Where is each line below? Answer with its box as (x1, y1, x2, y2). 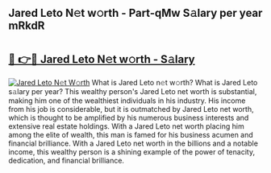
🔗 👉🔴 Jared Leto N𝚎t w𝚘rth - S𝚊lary (8, 52, 195, 66)
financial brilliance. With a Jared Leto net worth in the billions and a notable (8, 138, 258, 148)
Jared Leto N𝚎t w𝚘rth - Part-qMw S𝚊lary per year (8, 6, 263, 20)
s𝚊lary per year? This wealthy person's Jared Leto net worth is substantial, (8, 87, 257, 96)
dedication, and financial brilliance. (8, 156, 125, 165)
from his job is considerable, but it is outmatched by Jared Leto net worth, (8, 105, 254, 113)
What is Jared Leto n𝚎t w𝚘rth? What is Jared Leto (91, 78, 258, 87)
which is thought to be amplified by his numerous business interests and (8, 113, 249, 122)
